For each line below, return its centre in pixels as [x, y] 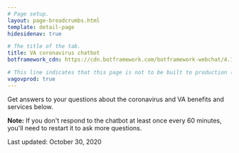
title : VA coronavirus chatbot [54, 53]
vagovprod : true [31, 79]
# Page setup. [28, 14]
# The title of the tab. [44, 47]
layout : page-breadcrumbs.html [54, 21]
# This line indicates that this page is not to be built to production [117, 72]
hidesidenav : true [34, 34]
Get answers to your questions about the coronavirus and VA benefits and [116, 99]
